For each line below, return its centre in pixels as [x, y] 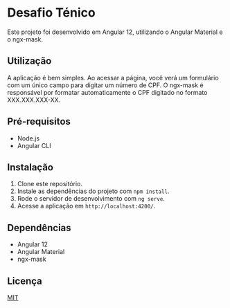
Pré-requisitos [39, 121]
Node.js [28, 138]
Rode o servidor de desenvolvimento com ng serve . [91, 199]
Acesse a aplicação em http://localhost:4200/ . [86, 206]
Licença [25, 281]
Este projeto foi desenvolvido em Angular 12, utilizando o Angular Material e [115, 32]
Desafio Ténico [51, 13]
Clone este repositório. [50, 184]
